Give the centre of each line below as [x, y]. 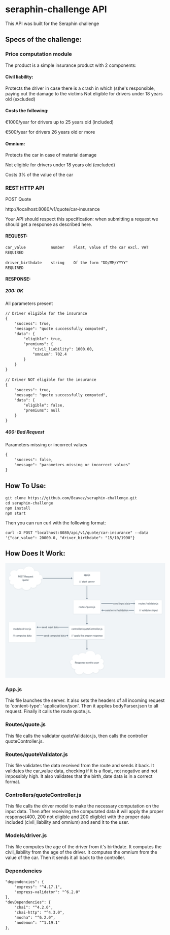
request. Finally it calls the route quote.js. [48, 711]
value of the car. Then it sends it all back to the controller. [65, 857]
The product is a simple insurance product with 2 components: [71, 65]
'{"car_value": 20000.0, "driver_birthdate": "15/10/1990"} [70, 538]
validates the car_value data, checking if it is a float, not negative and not [81, 771]
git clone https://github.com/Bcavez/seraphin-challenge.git [71, 498]
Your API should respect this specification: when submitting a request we [82, 219]
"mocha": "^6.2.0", [35, 917]
